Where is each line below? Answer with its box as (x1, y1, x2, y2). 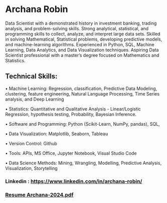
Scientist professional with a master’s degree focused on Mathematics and (5, 52, 159, 58)
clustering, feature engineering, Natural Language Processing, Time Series (5, 90, 159, 96)
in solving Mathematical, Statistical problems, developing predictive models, (5, 36, 162, 42)
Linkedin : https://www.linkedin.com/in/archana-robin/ (5, 177, 142, 184)
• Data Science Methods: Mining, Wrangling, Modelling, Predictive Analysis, (5, 160, 162, 166)
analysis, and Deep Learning (5, 96, 64, 102)
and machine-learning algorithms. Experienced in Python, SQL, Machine (5, 41, 154, 47)
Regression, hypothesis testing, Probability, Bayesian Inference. (5, 111, 137, 117)
